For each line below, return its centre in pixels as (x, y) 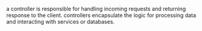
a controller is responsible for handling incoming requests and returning (96, 9)
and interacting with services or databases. (61, 22)
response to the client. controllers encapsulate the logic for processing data (101, 15)
